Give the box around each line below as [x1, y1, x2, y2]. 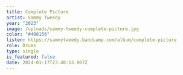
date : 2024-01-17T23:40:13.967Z [6, 59, 88, 65]
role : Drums [6, 43, 36, 49]
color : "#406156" [6, 31, 50, 37]
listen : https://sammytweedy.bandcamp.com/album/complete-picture [6, 37, 177, 43]
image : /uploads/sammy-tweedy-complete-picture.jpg [6, 25, 139, 32]
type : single [6, 48, 39, 54]
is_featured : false [6, 54, 56, 60]
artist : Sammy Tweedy [6, 15, 61, 21]
